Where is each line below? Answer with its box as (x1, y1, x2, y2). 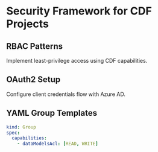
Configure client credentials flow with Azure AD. (6, 90, 125, 98)
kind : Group (6, 124, 36, 130)
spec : (6, 130, 20, 136)
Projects (6, 17, 49, 31)
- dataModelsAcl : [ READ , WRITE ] (17, 141, 98, 147)
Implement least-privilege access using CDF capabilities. (6, 57, 148, 64)
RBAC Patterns (6, 41, 63, 51)
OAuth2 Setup (6, 74, 61, 85)
